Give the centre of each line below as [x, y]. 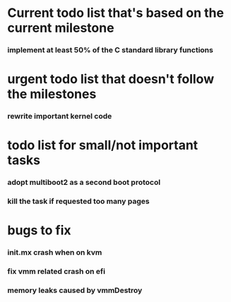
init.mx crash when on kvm [55, 253]
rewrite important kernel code [60, 116]
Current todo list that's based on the [116, 13]
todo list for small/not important [103, 145]
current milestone [61, 28]
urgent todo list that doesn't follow [111, 79]
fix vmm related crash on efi [57, 272]
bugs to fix [40, 230]
